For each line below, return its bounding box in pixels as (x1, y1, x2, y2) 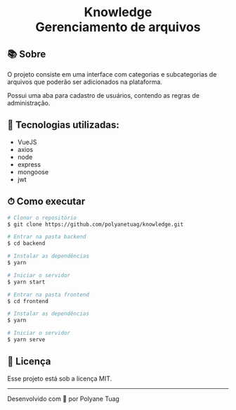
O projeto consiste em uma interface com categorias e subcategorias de (7, 70, 217, 78)
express (17, 160, 41, 169)
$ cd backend (7, 240, 46, 247)
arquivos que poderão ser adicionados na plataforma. (7, 78, 163, 86)
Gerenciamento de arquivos (34, 19, 202, 35)
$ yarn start (7, 278, 46, 286)
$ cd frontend (7, 297, 49, 305)
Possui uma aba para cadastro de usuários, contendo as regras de (7, 91, 200, 99)
